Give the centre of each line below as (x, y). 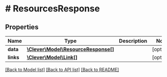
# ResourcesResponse (53, 9)
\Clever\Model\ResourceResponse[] (70, 49)
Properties (22, 27)
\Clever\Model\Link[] (52, 57)
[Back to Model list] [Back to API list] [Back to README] (62, 70)
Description (133, 41)
